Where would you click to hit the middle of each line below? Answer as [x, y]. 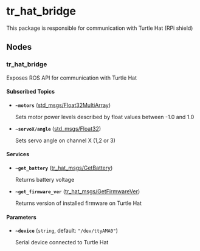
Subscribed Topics [31, 92]
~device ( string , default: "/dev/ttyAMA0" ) [67, 231]
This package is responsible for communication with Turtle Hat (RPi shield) [100, 28]
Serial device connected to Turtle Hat [62, 242]
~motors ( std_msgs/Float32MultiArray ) [63, 105]
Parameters [21, 217]
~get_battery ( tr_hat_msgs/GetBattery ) [64, 168]
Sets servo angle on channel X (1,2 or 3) [65, 140]
